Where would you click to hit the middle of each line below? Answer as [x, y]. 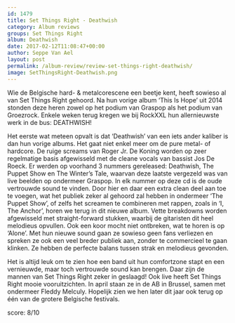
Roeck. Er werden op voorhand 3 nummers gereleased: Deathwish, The [110, 166]
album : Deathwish [33, 40]
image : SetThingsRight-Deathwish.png [62, 72]
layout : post [26, 60]
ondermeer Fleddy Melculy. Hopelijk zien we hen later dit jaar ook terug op [115, 291]
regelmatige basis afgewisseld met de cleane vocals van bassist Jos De [111, 158]
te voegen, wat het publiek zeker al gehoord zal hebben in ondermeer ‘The [115, 196]
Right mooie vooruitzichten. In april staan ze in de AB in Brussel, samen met [116, 284]
